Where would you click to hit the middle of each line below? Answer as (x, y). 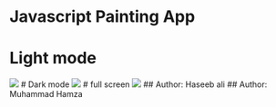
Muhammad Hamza (46, 94)
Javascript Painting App (102, 17)
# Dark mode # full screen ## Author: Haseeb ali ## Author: (144, 84)
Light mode (53, 58)
